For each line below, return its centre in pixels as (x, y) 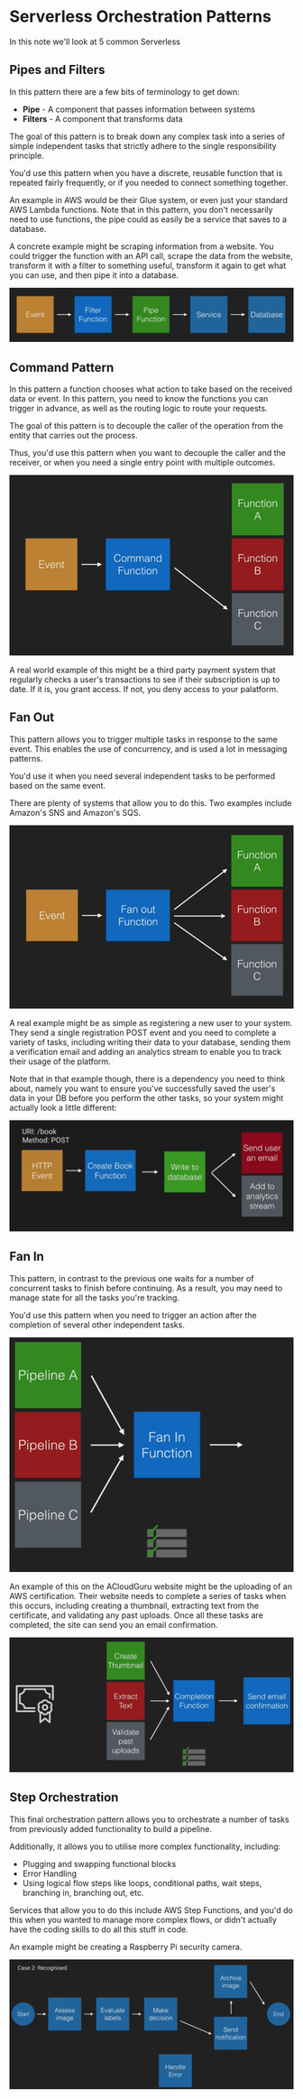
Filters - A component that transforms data (102, 118)
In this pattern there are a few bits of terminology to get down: (125, 91)
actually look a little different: (63, 1107)
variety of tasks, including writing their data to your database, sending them (150, 1042)
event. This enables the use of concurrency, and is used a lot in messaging (148, 749)
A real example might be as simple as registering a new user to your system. (151, 1022)
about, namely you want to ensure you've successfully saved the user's (142, 1088)
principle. (27, 155)
